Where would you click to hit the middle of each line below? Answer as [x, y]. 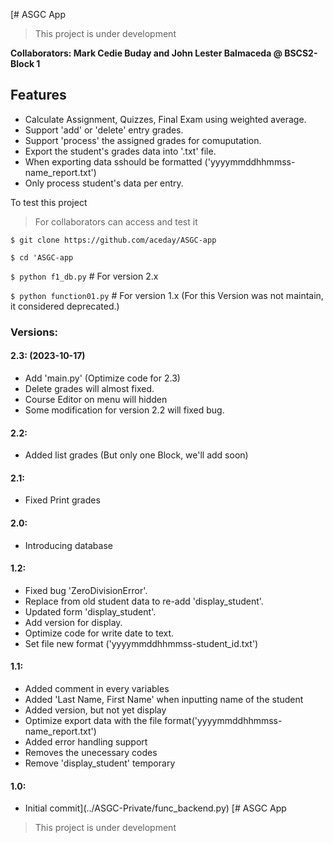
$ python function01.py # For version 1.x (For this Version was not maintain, [167, 295]
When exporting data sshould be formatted [113, 161]
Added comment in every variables [97, 688]
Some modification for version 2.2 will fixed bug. [124, 410]
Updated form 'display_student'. [90, 611]
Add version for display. [73, 622]
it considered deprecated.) [65, 306]
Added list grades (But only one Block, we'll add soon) [136, 455]
